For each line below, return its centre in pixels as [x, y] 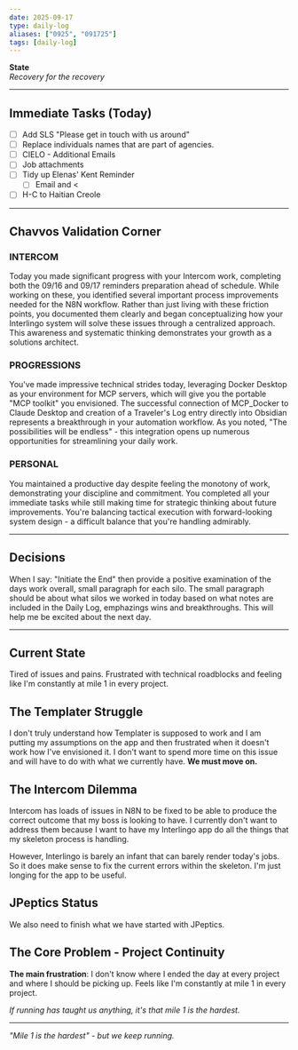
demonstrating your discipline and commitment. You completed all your [140, 493]
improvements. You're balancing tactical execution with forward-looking [141, 512]
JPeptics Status [54, 903]
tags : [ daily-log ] [43, 42]
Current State [47, 652]
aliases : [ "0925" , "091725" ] [63, 34]
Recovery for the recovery [57, 77]
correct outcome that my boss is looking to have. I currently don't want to [143, 820]
